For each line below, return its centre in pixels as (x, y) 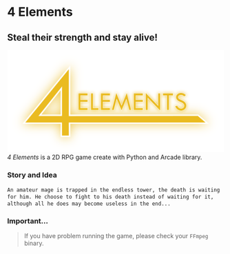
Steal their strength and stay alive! (83, 38)
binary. (34, 243)
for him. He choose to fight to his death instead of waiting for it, (111, 197)
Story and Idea (32, 175)
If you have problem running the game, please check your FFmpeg (116, 236)
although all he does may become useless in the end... (89, 204)
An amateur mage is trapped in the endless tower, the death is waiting (114, 190)
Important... (28, 221)
